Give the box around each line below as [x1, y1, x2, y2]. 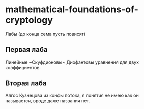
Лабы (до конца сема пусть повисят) [5, 31, 85, 37]
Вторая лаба [5, 79, 47, 88]
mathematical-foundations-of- [5, 4, 139, 15]
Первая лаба [5, 45, 48, 54]
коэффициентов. [5, 64, 41, 70]
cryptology [5, 14, 53, 26]
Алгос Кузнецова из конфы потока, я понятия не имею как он [5, 92, 139, 98]
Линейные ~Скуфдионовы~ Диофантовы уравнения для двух [5, 59, 139, 65]
